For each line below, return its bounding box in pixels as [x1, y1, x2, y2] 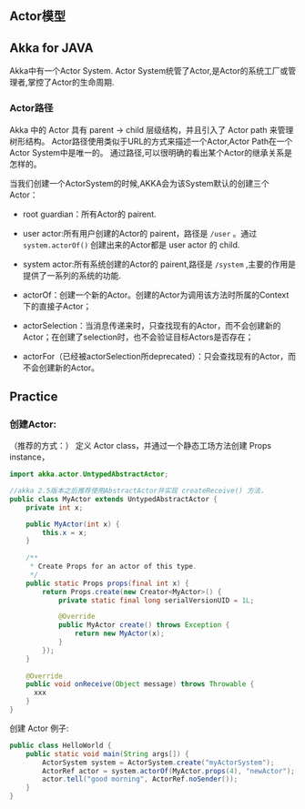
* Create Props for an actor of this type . [29, 562, 198, 571]
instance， [9, 451, 50, 462]
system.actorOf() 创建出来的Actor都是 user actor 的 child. [22, 239, 240, 250]
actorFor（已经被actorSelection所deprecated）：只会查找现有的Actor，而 [22, 350, 297, 361]
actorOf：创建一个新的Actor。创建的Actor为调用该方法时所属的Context [22, 289, 290, 300]
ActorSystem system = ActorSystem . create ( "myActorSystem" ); [42, 758, 275, 767]
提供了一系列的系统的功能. [22, 269, 121, 280]
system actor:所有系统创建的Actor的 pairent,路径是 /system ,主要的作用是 [22, 258, 297, 269]
